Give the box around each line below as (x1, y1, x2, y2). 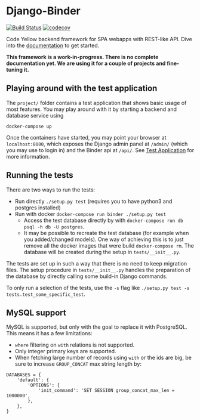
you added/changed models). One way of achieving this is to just (23, 236, 184, 243)
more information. (6, 153, 50, 160)
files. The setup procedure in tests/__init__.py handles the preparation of (6, 266, 191, 273)
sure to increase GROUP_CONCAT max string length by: (14, 360, 142, 367)
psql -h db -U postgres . (23, 223, 85, 230)
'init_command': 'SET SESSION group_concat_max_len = (38, 388, 175, 394)
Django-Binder (6, 4, 81, 18)
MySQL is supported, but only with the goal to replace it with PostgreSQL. (6, 323, 187, 331)
